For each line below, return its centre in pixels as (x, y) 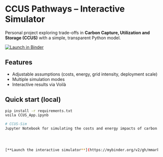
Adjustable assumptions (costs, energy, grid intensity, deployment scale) (85, 74)
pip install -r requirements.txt (39, 111)
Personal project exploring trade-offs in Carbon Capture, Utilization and (78, 32)
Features (19, 62)
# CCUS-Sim (16, 124)
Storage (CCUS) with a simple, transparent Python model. (63, 38)
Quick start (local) (33, 100)
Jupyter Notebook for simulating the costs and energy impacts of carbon (81, 129)
